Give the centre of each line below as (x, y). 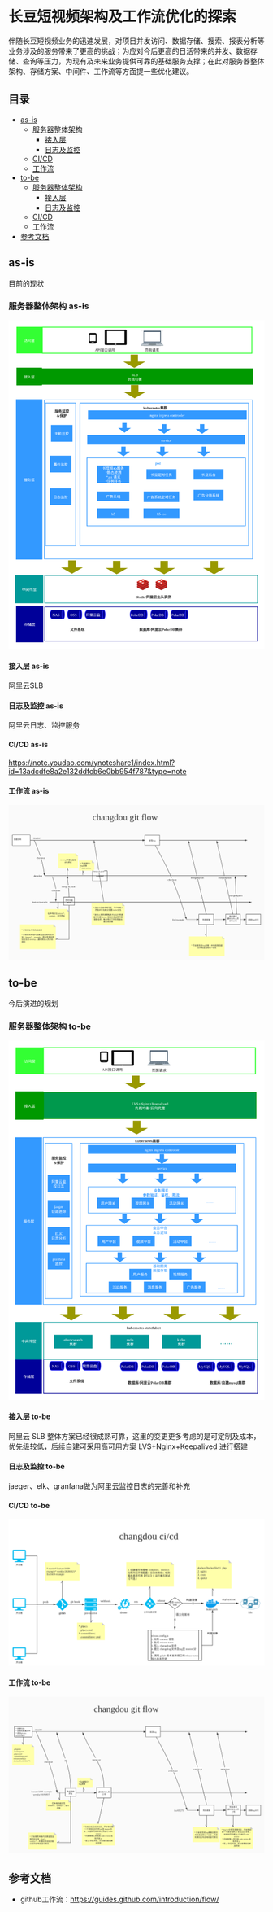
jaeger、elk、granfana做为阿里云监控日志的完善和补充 (100, 1485)
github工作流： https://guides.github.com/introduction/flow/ (119, 1899)
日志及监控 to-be (37, 1467)
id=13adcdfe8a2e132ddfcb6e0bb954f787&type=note (97, 771)
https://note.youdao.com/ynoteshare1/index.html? (92, 763)
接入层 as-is (29, 666)
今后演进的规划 (33, 1004)
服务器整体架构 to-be (50, 1026)
